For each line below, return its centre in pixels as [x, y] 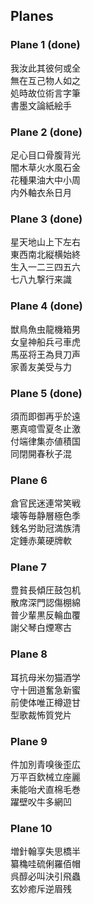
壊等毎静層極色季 [45, 516]
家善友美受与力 [41, 366]
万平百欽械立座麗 [45, 777]
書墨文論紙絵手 [41, 105]
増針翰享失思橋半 [45, 851]
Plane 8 [29, 654]
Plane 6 [29, 480]
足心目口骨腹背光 [45, 155]
